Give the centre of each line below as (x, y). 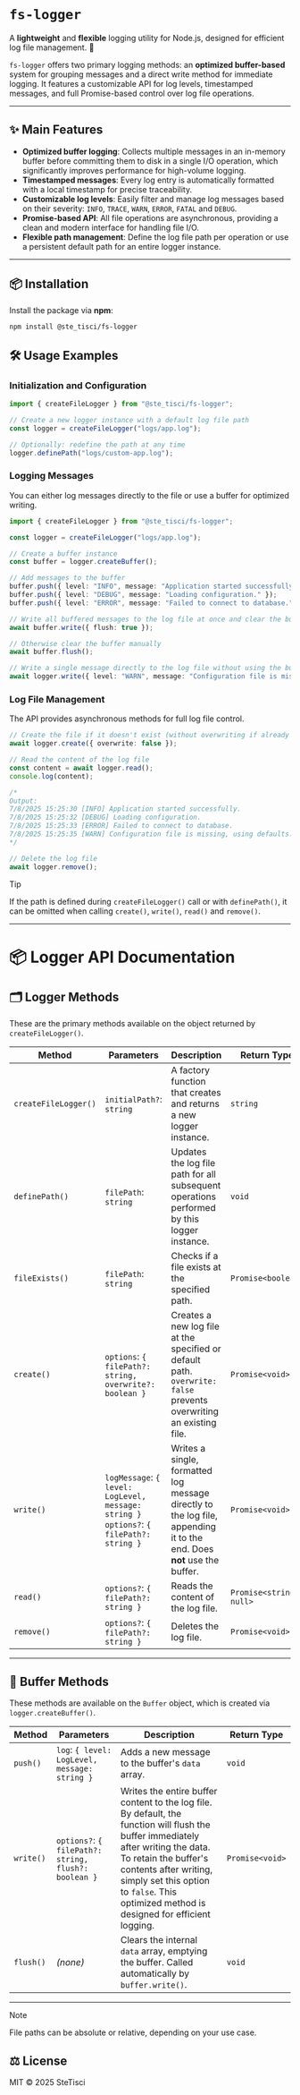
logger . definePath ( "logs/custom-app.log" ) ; (92, 453)
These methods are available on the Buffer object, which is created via (140, 1703)
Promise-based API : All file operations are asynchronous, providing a (150, 217)
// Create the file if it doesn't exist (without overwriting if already (150, 736)
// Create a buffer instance (63, 554)
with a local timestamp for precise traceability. (107, 189)
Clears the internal (159, 1940)
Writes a (188, 1448)
